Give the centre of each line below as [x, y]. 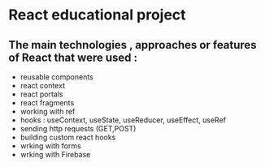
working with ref [48, 111]
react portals [41, 94]
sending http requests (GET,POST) [78, 128]
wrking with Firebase [55, 154]
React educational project [97, 15]
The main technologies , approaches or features [133, 45]
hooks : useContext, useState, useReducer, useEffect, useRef [123, 120]
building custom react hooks [68, 137]
